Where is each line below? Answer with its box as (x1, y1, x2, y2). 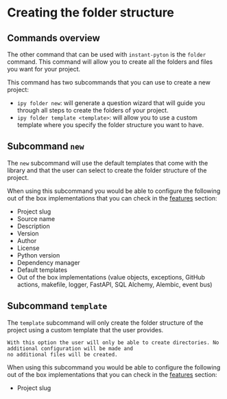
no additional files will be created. (7, 351, 118, 358)
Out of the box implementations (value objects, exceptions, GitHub (16, 273, 206, 281)
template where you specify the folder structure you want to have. (16, 121, 204, 128)
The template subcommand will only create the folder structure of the (7, 318, 204, 327)
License (16, 244, 40, 252)
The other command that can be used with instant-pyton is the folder (7, 50, 206, 58)
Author (16, 236, 37, 244)
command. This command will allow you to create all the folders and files (7, 58, 213, 66)
